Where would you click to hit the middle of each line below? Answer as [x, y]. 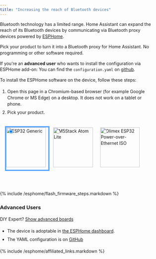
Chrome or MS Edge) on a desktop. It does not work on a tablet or [75, 98]
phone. [14, 104]
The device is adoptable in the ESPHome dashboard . [61, 231]
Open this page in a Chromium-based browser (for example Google [76, 92]
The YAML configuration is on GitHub [45, 240]
